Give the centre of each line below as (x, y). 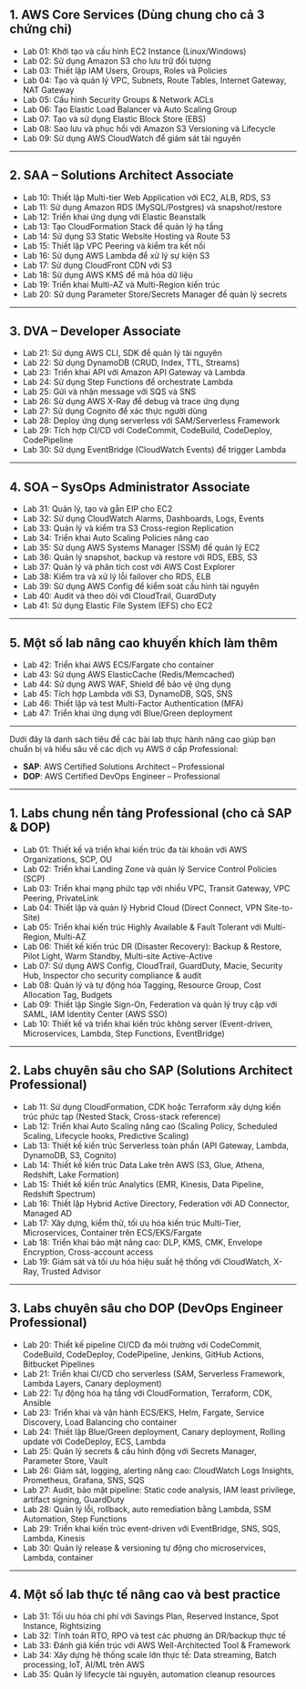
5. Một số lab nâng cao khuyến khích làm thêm (143, 642)
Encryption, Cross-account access (88, 1252)
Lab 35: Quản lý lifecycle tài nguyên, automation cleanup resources (149, 1674)
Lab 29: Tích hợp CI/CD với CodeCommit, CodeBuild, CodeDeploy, (148, 431)
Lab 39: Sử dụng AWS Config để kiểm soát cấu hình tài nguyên (141, 586)
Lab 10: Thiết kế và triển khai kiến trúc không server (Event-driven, (148, 1023)
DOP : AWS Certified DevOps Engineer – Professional (121, 777)
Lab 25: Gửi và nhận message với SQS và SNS (109, 392)
